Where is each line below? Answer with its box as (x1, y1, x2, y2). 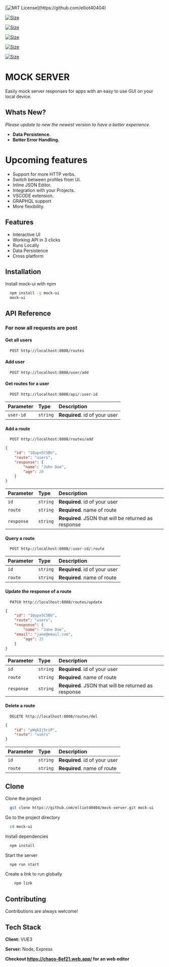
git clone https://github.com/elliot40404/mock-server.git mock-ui (10, 805, 154, 810)
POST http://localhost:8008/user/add (10, 370, 89, 375)
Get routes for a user (5, 380, 49, 386)
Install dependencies (5, 833, 49, 839)
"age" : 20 (23, 469, 44, 474)
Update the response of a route (5, 588, 72, 594)
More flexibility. (12, 203, 45, 209)
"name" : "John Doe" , (23, 464, 66, 469)
